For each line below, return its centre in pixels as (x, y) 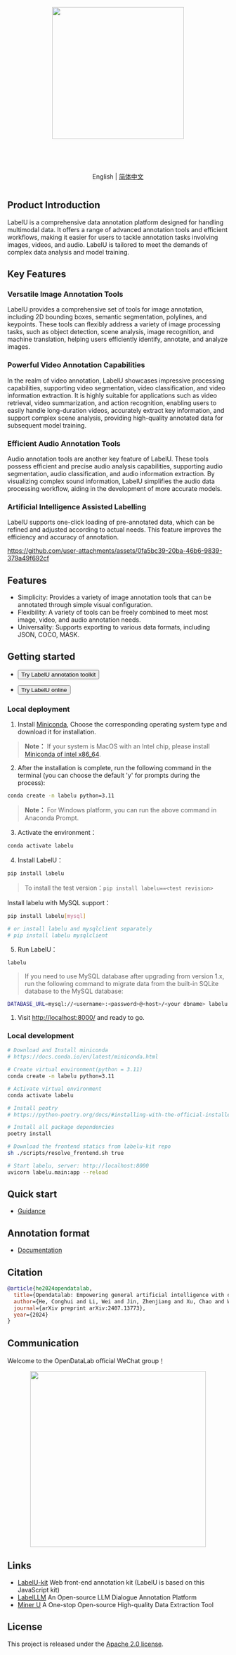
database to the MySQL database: (74, 991)
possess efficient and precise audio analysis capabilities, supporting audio (115, 466)
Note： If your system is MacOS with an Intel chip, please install (117, 746)
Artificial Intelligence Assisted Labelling (77, 506)
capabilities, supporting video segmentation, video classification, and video (117, 388)
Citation (25, 1272)
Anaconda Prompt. (52, 818)
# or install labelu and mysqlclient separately (80, 928)
